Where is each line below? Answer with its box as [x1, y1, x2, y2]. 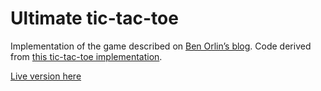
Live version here [10, 70, 82, 82]
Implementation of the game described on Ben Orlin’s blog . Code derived [10, 40, 312, 52]
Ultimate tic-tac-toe [10, 7, 179, 30]
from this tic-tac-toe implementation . [10, 50, 163, 62]
